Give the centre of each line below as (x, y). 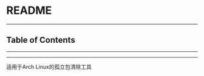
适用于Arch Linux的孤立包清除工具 (49, 66)
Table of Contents (41, 40)
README (29, 11)
